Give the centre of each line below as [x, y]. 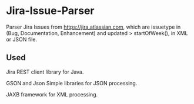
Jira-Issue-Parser [50, 11]
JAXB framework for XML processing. [52, 94]
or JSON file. [21, 39]
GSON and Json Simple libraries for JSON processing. [72, 83]
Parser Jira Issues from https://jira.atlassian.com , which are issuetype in [93, 27]
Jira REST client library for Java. [45, 72]
